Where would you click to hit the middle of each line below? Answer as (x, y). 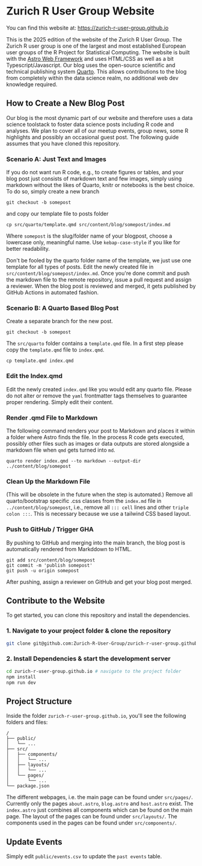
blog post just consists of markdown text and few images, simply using (94, 179)
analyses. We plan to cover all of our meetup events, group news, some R (97, 130)
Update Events (34, 842)
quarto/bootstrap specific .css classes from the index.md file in (84, 501)
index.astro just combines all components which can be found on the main (99, 810)
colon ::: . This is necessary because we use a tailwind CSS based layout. (99, 514)
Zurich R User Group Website (81, 11)
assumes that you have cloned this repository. (63, 144)
